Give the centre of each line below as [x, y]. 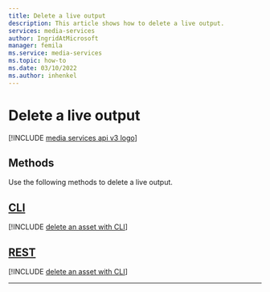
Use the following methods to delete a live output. [90, 183]
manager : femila [35, 46]
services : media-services [51, 31]
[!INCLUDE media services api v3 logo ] [73, 138]
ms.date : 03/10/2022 [43, 68]
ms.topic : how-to [37, 61]
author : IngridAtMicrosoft [53, 38]
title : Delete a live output [57, 16]
